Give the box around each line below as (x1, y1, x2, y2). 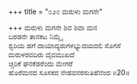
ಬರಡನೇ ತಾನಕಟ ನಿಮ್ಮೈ (8, 32, 62, 41)
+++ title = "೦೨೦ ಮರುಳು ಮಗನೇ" (8, 7, 103, 16)
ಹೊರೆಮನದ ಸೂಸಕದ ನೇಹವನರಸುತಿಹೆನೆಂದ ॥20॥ (8, 68, 131, 77)
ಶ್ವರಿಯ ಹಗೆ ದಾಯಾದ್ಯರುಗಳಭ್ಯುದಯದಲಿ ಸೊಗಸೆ (8, 41, 122, 50)
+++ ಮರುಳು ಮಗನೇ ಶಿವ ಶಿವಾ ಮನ (8, 23, 98, 32)
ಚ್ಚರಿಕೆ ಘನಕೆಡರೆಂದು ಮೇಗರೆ (8, 59, 74, 68)
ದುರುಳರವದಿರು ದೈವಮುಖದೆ (8, 50, 75, 59)
